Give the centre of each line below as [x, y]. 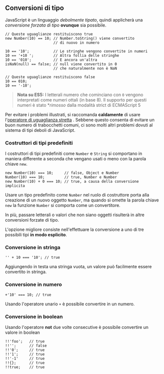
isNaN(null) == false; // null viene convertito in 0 [61, 64]
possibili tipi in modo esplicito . [36, 235]
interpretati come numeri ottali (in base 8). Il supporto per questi [82, 100]
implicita [15, 186]
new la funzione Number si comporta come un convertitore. [63, 205]
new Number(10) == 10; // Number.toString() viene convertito [70, 38]
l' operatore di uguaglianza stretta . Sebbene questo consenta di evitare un [80, 120]
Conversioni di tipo [35, 8]
